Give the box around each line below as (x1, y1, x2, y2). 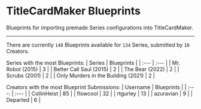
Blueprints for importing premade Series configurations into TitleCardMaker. (6, 24, 194, 31)
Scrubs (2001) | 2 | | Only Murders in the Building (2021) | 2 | (6, 72, 156, 79)
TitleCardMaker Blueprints (6, 4, 141, 18)
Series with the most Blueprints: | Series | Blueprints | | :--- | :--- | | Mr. (6, 59, 181, 66)
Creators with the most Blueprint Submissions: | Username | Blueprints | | (6, 83, 187, 90)
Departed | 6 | (6, 96, 41, 103)
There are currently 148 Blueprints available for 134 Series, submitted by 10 (6, 41, 190, 49)
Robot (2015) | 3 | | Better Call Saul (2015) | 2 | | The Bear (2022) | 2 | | (6, 65, 179, 72)
